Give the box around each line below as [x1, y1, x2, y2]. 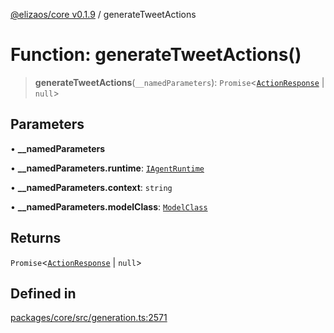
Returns [10, 230, 62, 247]
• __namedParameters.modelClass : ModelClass [10, 200, 208, 213]
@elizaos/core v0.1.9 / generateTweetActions [10, 9, 197, 20]
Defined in [10, 285, 77, 302]
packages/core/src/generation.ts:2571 [10, 312, 168, 324]
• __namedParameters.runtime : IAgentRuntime [10, 162, 205, 174]
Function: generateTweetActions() [10, 44, 302, 66]
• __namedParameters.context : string [10, 181, 173, 193]
